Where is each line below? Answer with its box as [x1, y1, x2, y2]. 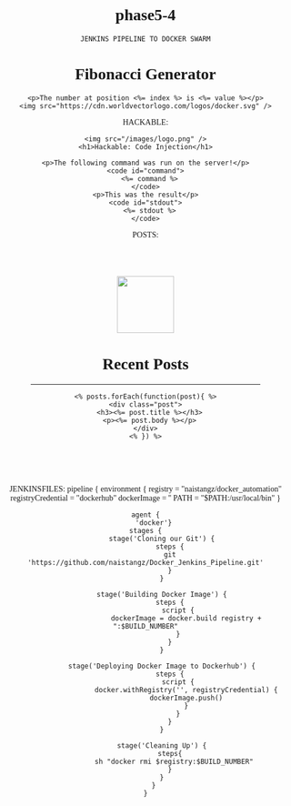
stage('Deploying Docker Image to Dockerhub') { [67, 661, 256, 670]
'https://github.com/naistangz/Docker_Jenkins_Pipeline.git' [27, 558, 264, 567]
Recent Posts [102, 355, 189, 374]
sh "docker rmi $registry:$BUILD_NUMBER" [94, 757, 254, 766]
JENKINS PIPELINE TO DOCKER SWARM [80, 34, 211, 44]
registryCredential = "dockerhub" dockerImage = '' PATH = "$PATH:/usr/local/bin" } [10, 493, 281, 503]
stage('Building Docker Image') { [96, 589, 227, 599]
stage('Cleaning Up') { [116, 741, 207, 751]
